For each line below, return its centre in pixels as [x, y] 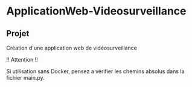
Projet [18, 34]
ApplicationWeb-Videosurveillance [96, 11]
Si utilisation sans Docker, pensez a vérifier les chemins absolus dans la [95, 71]
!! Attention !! [22, 60]
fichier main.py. [26, 78]
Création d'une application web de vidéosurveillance [72, 48]
